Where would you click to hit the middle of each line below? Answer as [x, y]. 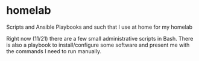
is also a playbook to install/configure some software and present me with [98, 45]
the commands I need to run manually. [54, 51]
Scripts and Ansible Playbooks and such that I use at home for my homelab [99, 27]
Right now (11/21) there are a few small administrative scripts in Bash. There [100, 38]
